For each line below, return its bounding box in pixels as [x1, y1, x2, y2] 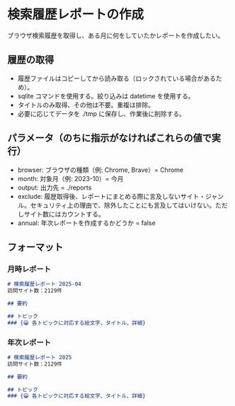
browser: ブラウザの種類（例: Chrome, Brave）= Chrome [17, 166, 184, 174]
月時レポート [7, 264, 52, 274]
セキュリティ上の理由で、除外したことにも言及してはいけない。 [30, 201, 216, 209]
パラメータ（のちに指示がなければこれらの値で [7, 132, 212, 144]
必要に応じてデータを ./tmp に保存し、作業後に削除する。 [17, 109, 186, 117]
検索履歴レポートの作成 [7, 6, 144, 23]
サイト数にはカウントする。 [23, 209, 105, 218]
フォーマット [7, 241, 64, 253]
